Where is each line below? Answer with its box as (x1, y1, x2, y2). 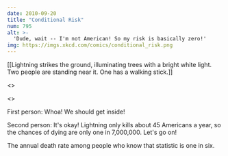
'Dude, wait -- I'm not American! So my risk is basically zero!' (13, 36, 207, 42)
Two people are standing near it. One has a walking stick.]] (7, 68, 173, 76)
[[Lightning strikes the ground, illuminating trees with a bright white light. (7, 61, 212, 68)
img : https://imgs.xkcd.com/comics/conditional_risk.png (7, 42, 173, 49)
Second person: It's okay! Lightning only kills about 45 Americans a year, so (7, 121, 221, 129)
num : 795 (7, 23, 32, 29)
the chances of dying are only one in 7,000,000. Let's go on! (7, 128, 177, 136)
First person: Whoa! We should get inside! (7, 107, 125, 116)
